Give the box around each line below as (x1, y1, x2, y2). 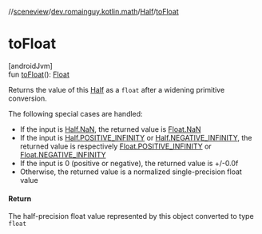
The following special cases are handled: (8, 109, 143, 118)
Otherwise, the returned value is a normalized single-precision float (19, 167, 242, 176)
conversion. (8, 93, 47, 103)
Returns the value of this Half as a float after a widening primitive (8, 85, 225, 94)
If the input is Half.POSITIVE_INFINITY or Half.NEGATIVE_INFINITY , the (19, 133, 252, 142)
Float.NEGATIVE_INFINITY (19, 149, 106, 159)
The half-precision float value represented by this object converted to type (8, 212, 254, 221)
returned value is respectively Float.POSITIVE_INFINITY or (19, 141, 212, 151)
